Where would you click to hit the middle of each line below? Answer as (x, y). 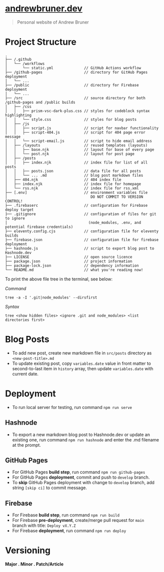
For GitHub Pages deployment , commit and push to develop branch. (81, 477)
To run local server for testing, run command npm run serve (72, 407)
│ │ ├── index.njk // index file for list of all (76, 163)
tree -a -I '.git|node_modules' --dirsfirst (51, 298)
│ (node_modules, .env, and (73, 222)
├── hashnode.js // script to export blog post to (80, 248)
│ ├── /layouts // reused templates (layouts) (76, 145)
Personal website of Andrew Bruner (53, 22)
